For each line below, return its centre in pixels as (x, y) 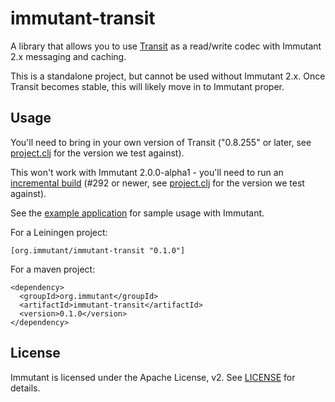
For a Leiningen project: (59, 232)
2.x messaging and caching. (68, 56)
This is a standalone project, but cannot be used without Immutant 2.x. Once (168, 76)
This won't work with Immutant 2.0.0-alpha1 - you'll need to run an (147, 172)
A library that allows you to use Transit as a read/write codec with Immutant (166, 46)
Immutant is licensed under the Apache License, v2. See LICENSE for (153, 377)
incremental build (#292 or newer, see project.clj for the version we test (157, 183)
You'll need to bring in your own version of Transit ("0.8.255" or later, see (161, 142)
